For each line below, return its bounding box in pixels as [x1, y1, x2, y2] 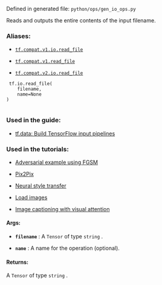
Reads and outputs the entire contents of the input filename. [6, 17, 156, 24]
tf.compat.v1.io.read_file [15, 47, 83, 53]
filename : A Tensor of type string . [15, 233, 103, 240]
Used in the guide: [6, 116, 61, 125]
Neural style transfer [15, 182, 66, 189]
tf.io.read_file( [8, 81, 53, 87]
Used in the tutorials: [6, 145, 70, 153]
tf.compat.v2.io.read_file [15, 70, 83, 76]
